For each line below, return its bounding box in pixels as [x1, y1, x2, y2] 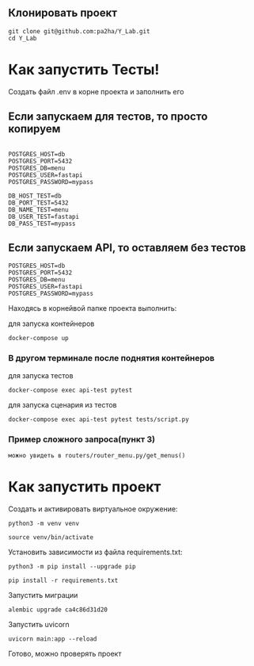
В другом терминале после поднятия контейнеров [8, 353, 215, 364]
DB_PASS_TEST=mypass [8, 220, 77, 228]
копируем [8, 122, 61, 136]
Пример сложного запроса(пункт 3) [8, 434, 156, 445]
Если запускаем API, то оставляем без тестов [8, 241, 247, 255]
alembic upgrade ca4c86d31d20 [8, 606, 108, 614]
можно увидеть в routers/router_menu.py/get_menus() [8, 451, 186, 459]
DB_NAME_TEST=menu [8, 205, 69, 213]
